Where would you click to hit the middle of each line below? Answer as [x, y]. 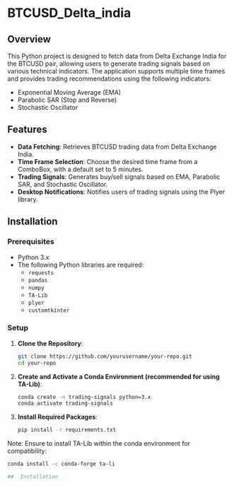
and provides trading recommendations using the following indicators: [109, 79]
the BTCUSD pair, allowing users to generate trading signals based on [109, 64]
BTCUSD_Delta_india [69, 13]
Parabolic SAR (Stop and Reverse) [67, 100]
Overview [29, 39]
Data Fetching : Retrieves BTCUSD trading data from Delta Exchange [117, 146]
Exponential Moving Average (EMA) [69, 92]
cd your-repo [37, 363]
